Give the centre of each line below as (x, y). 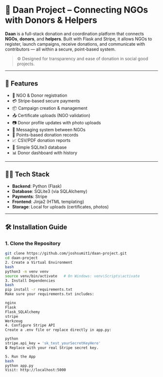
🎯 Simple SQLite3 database (39, 147)
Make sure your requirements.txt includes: (50, 294)
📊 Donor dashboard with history (45, 153)
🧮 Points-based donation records (45, 135)
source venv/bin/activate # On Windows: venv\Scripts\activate (72, 276)
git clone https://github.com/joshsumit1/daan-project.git (66, 254)
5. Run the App (20, 357)
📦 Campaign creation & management (50, 108)
